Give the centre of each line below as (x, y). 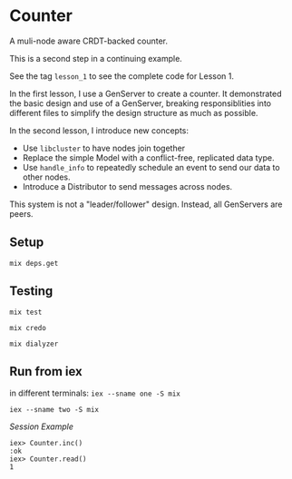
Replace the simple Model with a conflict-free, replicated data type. (148, 157)
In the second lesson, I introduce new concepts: (99, 130)
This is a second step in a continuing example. (96, 58)
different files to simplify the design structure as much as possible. (134, 112)
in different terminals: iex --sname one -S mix (95, 393)
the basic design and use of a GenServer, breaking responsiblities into (141, 103)
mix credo (28, 327)
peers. (21, 213)
